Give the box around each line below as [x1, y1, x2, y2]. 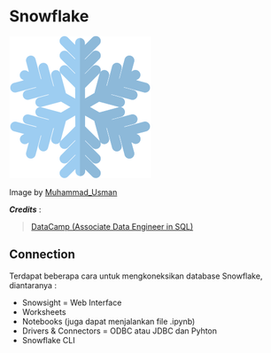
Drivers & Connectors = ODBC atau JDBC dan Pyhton [21, 326, 218, 336]
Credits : [9, 204, 42, 215]
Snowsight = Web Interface [21, 297, 122, 308]
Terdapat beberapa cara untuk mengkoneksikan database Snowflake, [9, 271, 263, 281]
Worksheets [21, 306, 66, 317]
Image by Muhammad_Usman [9, 186, 118, 197]
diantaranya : [9, 279, 58, 290]
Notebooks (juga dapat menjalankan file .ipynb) [21, 316, 196, 326]
